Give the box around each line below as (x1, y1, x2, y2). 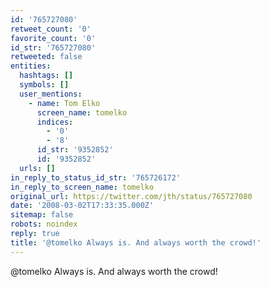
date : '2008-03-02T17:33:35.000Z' (10, 201, 155, 211)
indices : (36, 117, 74, 127)
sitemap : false (10, 210, 74, 220)
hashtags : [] (19, 71, 74, 81)
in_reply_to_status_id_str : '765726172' (10, 172, 182, 183)
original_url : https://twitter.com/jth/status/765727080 (10, 191, 253, 201)
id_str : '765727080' (10, 42, 97, 53)
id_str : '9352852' (36, 145, 114, 155)
